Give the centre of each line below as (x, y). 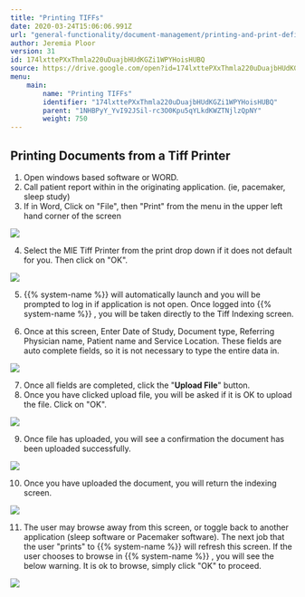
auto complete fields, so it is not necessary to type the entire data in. (151, 351)
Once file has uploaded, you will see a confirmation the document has (153, 438)
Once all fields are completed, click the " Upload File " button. (137, 385)
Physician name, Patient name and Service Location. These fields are (152, 341)
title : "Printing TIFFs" (57, 18)
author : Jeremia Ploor (53, 43)
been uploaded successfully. (77, 448)
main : (37, 85)
